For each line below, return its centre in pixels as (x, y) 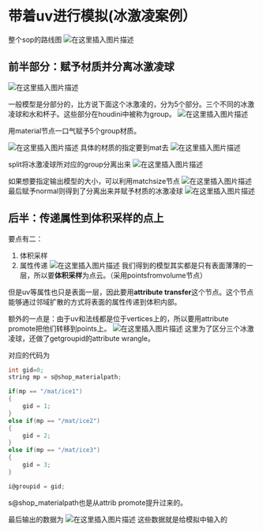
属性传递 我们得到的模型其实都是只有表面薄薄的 (133, 265)
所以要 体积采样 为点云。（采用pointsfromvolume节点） (120, 275)
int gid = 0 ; (26, 370)
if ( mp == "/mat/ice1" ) (45, 391)
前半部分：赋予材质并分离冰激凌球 (91, 67)
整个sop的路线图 (35, 39)
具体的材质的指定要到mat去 (124, 148)
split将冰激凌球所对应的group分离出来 (70, 164)
